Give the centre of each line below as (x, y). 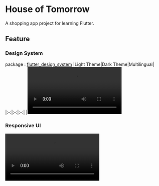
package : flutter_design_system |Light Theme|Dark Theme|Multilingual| (80, 64)
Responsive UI (23, 125)
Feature (18, 39)
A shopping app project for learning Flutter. (50, 23)
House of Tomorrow (47, 9)
